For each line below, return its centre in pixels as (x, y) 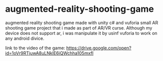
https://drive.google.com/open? (99, 48)
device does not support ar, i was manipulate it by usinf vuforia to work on (81, 33)
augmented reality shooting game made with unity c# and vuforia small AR (82, 23)
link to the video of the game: (35, 48)
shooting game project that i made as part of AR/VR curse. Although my (79, 28)
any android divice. (25, 38)
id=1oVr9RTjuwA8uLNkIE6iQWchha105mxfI (49, 53)
